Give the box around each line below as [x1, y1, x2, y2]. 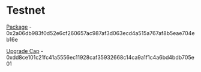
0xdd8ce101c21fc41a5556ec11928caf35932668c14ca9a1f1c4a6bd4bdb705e [6, 54, 195, 61]
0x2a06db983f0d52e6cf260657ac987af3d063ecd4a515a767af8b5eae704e [6, 29, 195, 36]
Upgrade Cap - [6, 47, 44, 54]
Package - [6, 23, 32, 30]
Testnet [6, 4, 46, 17]
